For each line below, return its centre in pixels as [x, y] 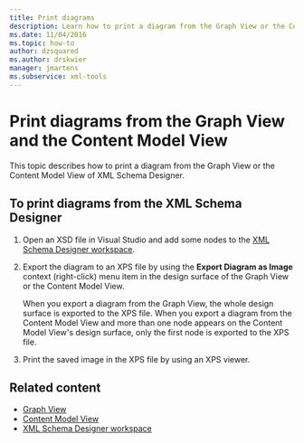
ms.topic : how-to [42, 43]
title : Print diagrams [52, 18]
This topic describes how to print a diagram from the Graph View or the [142, 165]
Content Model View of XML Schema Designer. [97, 175]
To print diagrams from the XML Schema [126, 204]
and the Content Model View [119, 140]
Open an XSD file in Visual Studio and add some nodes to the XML [146, 240]
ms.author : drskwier [48, 60]
